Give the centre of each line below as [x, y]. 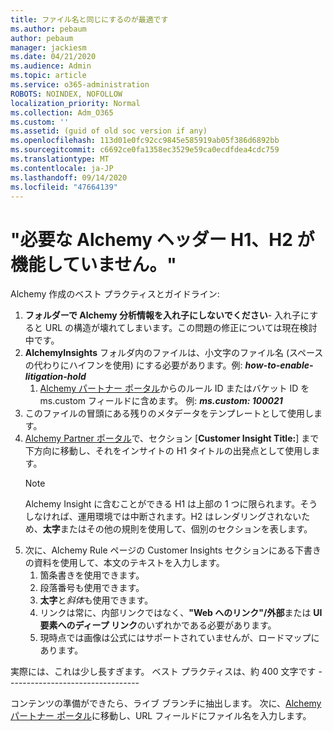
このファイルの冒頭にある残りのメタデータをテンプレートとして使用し [169, 413]
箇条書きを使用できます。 [92, 575]
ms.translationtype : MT [60, 159]
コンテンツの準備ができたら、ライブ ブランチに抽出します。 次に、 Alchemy [166, 703]
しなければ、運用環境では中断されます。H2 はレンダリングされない [163, 517]
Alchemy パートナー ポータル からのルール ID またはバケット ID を [174, 388]
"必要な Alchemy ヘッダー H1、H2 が [162, 239]
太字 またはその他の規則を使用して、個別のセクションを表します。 [177, 529]
